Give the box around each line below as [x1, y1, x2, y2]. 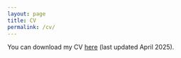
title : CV [7, 17, 37, 24]
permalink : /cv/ [7, 23, 55, 30]
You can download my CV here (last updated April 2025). [7, 43, 175, 52]
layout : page [7, 10, 46, 18]
